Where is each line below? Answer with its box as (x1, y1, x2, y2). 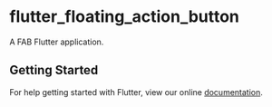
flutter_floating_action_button (9, 6, 240, 27)
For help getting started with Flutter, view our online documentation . (9, 86, 263, 97)
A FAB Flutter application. (9, 36, 104, 47)
